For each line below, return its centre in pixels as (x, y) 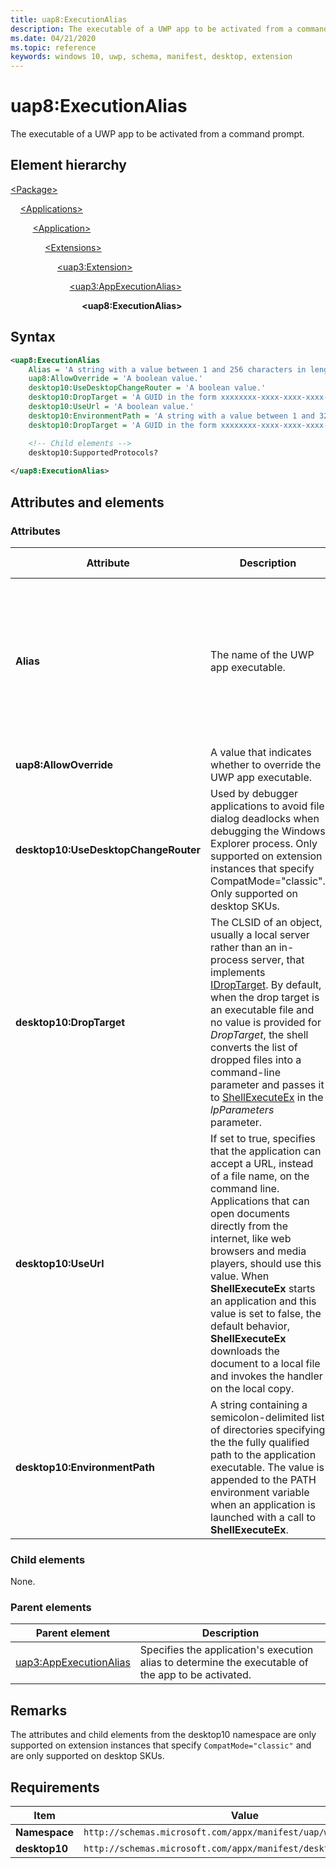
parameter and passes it (267, 1084)
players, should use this (266, 1263)
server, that (277, 959)
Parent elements (51, 1608)
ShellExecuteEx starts (263, 1288)
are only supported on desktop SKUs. (87, 1756)
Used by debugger (254, 793)
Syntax (33, 337)
